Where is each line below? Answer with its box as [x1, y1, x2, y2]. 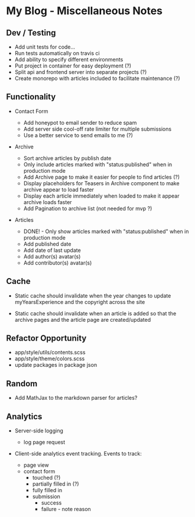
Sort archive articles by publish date [23, 154, 112, 161]
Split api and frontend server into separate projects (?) [14, 69, 147, 75]
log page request [23, 439, 66, 446]
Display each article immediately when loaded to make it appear [23, 192, 180, 199]
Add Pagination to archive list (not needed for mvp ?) [23, 205, 152, 212]
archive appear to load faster [23, 186, 95, 193]
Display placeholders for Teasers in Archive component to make [23, 179, 180, 187]
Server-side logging [14, 427, 64, 434]
